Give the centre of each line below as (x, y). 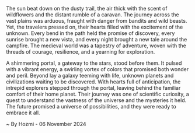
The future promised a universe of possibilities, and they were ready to (91, 106)
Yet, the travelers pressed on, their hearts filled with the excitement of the (95, 27)
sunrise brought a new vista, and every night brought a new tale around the (97, 39)
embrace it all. (23, 113)
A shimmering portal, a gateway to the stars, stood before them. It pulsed (94, 63)
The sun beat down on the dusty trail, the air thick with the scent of (87, 8)
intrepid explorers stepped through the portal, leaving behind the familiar (93, 88)
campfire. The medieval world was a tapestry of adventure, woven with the (96, 45)
